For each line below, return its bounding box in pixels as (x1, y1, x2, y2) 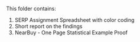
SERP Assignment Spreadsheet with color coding (14, 17, 135, 23)
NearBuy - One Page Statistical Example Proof (14, 29, 128, 36)
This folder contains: (6, 5, 56, 12)
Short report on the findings (14, 23, 83, 30)
